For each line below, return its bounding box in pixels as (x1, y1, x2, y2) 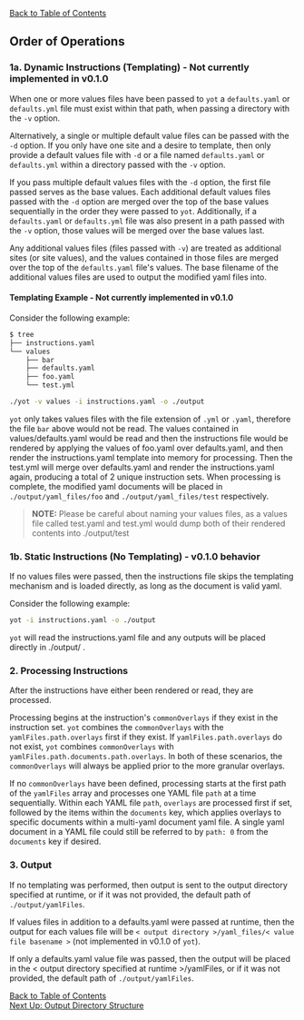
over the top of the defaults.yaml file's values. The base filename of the (9, 262, 279, 272)
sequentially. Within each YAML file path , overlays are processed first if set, (9, 797, 293, 808)
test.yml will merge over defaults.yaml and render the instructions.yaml (9, 461, 275, 472)
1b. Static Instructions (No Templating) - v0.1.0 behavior (9, 550, 260, 562)
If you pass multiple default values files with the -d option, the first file (9, 176, 271, 187)
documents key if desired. (9, 836, 102, 847)
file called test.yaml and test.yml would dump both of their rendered (31, 518, 286, 529)
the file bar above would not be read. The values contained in (9, 422, 239, 434)
